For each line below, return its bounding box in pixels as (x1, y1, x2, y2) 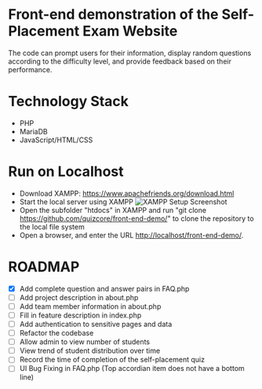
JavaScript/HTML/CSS (19, 135, 93, 145)
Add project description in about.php (19, 292, 139, 302)
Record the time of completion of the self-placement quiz (19, 355, 206, 365)
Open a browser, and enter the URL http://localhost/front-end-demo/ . (19, 230, 244, 240)
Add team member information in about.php (19, 301, 162, 311)
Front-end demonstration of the (8, 6, 219, 24)
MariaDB (19, 127, 49, 136)
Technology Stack (8, 93, 129, 111)
